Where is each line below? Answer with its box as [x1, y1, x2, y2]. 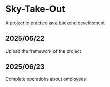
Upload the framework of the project [5, 48, 82, 54]
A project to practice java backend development [5, 20, 105, 26]
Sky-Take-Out [5, 3, 66, 15]
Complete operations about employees [5, 76, 86, 82]
